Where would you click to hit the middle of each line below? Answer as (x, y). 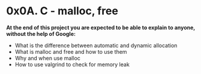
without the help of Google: (41, 33)
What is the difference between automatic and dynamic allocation (96, 45)
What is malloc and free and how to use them (71, 51)
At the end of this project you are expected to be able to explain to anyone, (101, 27)
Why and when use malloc (48, 58)
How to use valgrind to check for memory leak (72, 64)
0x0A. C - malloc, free (62, 11)
